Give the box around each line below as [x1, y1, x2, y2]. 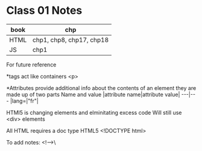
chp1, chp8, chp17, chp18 [32, 36, 109, 44]
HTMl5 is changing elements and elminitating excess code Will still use [6, 109, 182, 116]
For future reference [6, 61, 57, 68]
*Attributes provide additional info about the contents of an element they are [6, 84, 197, 91]
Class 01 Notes [6, 4, 83, 18]
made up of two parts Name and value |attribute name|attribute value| [6, 91, 180, 98]
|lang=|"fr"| [10, 97, 39, 104]
